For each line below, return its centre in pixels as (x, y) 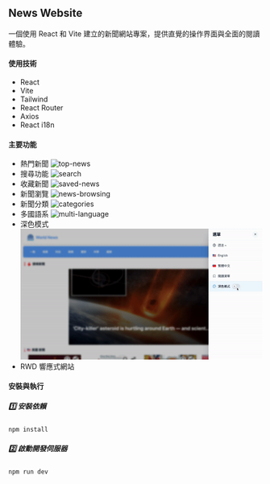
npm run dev (28, 472)
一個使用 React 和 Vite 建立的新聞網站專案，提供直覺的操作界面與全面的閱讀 (134, 33)
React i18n (37, 125)
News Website (46, 13)
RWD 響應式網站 (47, 366)
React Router (42, 108)
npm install (28, 430)
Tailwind (34, 99)
